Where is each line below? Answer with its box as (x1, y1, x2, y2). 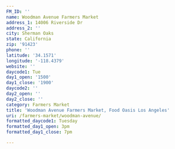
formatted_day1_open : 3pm (6, 124, 70, 130)
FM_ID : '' (6, 8, 31, 15)
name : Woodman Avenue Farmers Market (6, 14, 99, 20)
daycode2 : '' (6, 85, 38, 91)
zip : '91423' (6, 42, 38, 48)
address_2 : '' (6, 25, 41, 31)
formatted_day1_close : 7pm (6, 129, 72, 135)
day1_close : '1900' (6, 80, 54, 86)
